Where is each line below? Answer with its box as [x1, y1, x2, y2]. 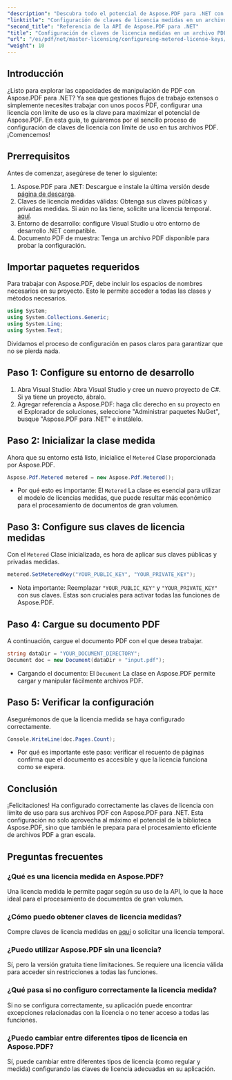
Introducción [7, 68, 64, 80]
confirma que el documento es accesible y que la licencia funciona [17, 755, 209, 764]
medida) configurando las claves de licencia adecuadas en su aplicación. [7, 1065, 215, 1073]
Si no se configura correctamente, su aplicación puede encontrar [7, 1001, 193, 1009]
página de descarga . [17, 190, 76, 198]
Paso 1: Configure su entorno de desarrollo [7, 367, 195, 379]
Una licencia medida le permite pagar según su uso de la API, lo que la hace [7, 887, 224, 895]
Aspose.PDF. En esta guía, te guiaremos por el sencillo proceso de [7, 116, 197, 124]
